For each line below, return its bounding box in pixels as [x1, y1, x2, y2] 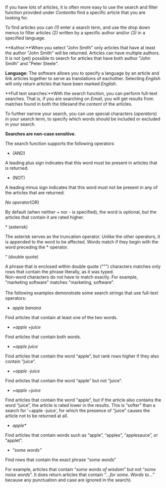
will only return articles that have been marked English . [5, 81, 117, 87]
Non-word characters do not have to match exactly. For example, [5, 274, 138, 280]
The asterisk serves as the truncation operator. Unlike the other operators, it [5, 234, 161, 240]
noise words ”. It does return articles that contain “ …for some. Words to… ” [5, 472, 155, 478]
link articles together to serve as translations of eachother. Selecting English [5, 76, 161, 81]
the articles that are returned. [5, 190, 65, 196]
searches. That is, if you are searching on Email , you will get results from [5, 96, 154, 102]
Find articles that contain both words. [5, 334, 82, 340]
